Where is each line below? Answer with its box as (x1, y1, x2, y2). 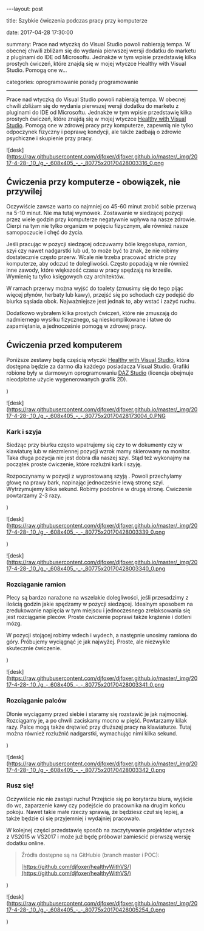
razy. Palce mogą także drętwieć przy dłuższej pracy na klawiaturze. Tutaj (6, 723, 192, 731)
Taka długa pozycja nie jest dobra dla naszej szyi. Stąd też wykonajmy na (6, 454, 190, 461)
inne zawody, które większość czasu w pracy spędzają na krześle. (6, 266, 172, 274)
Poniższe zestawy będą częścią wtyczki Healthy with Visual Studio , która (6, 356, 190, 363)
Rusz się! (6, 781, 35, 790)
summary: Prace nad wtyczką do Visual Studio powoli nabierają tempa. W (6, 41, 191, 48)
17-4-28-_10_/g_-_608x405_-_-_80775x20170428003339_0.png (6, 528, 165, 536)
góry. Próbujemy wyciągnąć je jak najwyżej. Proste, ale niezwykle (6, 638, 171, 645)
